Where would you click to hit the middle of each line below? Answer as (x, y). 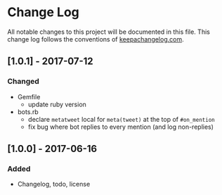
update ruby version (57, 104)
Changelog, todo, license (54, 184)
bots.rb (28, 112)
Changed (24, 82)
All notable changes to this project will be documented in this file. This (109, 32)
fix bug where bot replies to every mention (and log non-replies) (121, 127)
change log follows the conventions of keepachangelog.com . (96, 39)
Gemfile (29, 96)
